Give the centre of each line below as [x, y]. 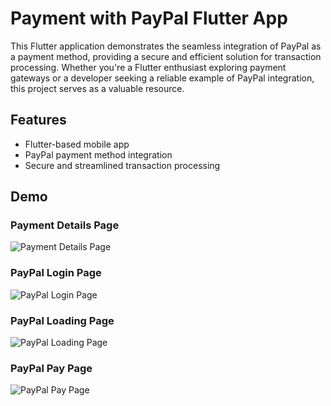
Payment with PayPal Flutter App [149, 18]
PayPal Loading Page [62, 320]
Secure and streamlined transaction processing [122, 165]
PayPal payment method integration [98, 154]
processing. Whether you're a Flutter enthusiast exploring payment [148, 67]
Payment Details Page [65, 225]
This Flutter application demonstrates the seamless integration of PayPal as [166, 46]
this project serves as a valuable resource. [97, 88]
